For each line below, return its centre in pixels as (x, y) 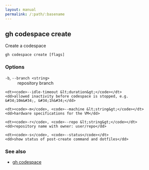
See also (15, 151)
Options (15, 67)
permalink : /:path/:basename (35, 14)
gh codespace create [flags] (35, 55)
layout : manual (21, 10)
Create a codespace (26, 46)
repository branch (36, 83)
